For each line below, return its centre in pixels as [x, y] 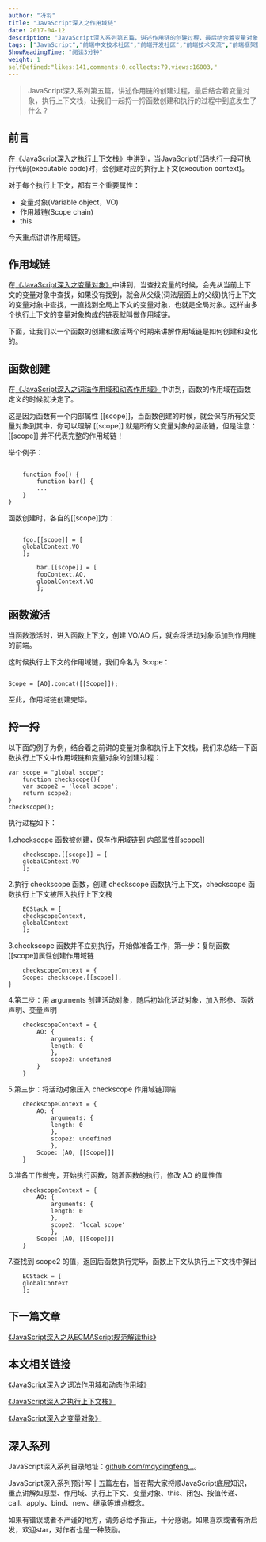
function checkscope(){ [62, 779]
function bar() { [65, 482]
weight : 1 [25, 60]
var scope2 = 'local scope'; [70, 786]
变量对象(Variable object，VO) [69, 202]
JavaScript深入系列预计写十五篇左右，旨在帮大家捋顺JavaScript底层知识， [130, 1483]
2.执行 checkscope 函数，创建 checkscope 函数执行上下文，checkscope [127, 884]
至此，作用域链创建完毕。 [50, 699]
